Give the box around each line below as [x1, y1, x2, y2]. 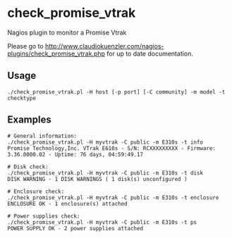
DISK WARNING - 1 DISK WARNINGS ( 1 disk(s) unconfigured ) [7, 175, 188, 182]
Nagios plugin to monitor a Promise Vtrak [7, 28, 127, 37]
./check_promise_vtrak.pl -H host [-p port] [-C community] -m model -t [7, 88, 226, 96]
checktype [7, 94, 37, 101]
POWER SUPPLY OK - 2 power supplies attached [7, 225, 143, 232]
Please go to [7, 42, 44, 50]
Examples [7, 114, 51, 126]
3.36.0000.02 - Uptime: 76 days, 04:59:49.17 [7, 151, 143, 158]
